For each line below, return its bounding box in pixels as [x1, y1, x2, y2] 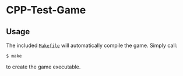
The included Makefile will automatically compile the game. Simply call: [6, 42, 178, 49]
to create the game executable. [6, 63, 81, 70]
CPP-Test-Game [6, 3, 86, 17]
